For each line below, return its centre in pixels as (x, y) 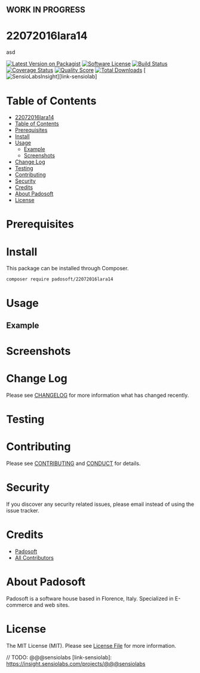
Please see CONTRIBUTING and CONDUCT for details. (73, 463)
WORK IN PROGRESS (46, 10)
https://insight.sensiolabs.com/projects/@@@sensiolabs (76, 663)
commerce (19, 605)
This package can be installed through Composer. (67, 268)
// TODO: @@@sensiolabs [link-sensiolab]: (59, 657)
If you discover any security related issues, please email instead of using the (100, 504)
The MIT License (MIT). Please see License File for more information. (91, 645)
